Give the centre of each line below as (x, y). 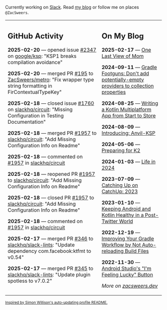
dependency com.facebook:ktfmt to (49, 251)
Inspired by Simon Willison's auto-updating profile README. (56, 303)
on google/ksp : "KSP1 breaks (42, 56)
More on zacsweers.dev (130, 286)
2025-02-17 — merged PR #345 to (50, 268)
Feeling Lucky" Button (127, 274)
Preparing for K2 (121, 150)
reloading (113, 251)
